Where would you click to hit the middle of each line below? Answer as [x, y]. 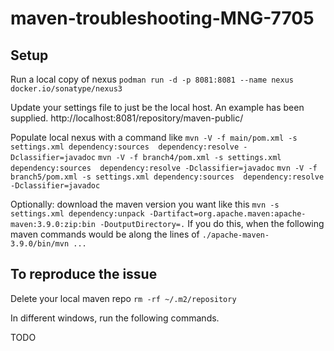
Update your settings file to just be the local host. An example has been [157, 107]
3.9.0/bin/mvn [40, 244]
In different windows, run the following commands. [115, 318]
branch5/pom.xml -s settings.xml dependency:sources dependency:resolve [167, 177]
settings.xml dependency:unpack [77, 214]
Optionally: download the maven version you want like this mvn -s [145, 204]
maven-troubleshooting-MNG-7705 [162, 18]
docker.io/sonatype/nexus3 [66, 89]
